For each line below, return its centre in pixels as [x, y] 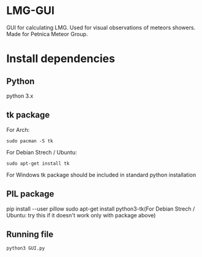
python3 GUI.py [26, 248]
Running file [30, 234]
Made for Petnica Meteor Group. [47, 34]
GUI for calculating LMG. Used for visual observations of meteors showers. [101, 27]
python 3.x [20, 96]
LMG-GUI [31, 11]
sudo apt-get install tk [38, 163]
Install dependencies [61, 59]
